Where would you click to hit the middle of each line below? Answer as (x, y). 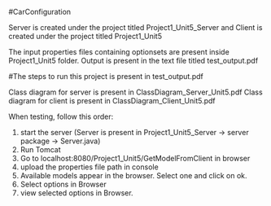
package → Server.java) (60, 141)
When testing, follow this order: (61, 116)
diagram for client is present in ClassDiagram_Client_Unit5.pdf (112, 101)
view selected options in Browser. (76, 193)
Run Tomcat (40, 149)
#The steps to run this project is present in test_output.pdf (106, 76)
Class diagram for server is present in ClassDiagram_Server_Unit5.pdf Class (135, 92)
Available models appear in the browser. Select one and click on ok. (133, 175)
